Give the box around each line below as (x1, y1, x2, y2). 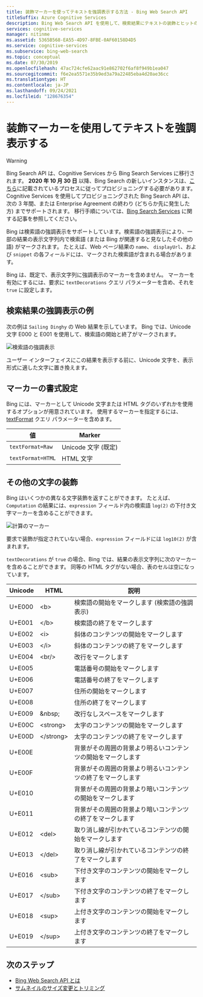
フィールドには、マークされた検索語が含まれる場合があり (43, 250, 187, 258)
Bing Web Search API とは (14, 976, 80, 984)
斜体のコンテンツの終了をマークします (74, 642, 183, 650)
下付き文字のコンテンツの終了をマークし (74, 887, 189, 896)
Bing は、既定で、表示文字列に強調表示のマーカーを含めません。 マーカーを (6, 271, 195, 278)
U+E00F (9, 769, 33, 777)
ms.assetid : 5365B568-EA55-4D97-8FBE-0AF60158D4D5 (6, 37, 137, 43)
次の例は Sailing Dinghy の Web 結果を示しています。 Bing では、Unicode (6, 322, 192, 330)
